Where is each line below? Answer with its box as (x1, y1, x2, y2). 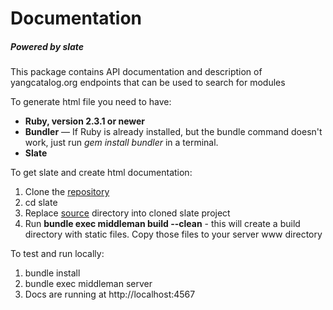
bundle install (24, 267, 81, 279)
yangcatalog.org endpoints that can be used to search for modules (10, 77, 286, 89)
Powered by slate (10, 40, 85, 52)
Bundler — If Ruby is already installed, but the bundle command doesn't (24, 126, 323, 138)
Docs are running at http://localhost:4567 (24, 288, 196, 301)
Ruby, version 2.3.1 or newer (24, 115, 146, 127)
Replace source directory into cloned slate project (24, 207, 231, 219)
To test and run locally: (10, 248, 105, 260)
